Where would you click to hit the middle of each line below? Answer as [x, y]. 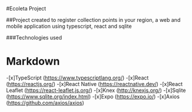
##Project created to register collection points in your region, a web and [93, 20]
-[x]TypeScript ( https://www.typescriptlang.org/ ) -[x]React [77, 78]
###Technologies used [34, 37]
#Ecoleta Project [26, 9]
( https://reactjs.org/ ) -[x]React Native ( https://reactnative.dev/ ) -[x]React [95, 84]
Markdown [33, 62]
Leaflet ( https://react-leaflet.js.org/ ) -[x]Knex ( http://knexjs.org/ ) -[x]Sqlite [96, 90]
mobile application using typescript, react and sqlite [69, 26]
